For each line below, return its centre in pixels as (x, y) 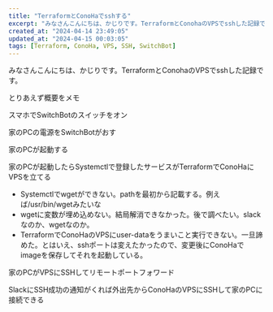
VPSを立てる (30, 177)
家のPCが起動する (39, 149)
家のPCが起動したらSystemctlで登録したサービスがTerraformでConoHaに (131, 167)
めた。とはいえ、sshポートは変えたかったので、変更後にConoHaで (132, 245)
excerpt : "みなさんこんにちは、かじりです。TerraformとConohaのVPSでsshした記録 (134, 24)
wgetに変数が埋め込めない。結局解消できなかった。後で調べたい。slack (141, 214)
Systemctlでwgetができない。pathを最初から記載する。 (113, 194)
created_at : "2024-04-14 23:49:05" (69, 31)
